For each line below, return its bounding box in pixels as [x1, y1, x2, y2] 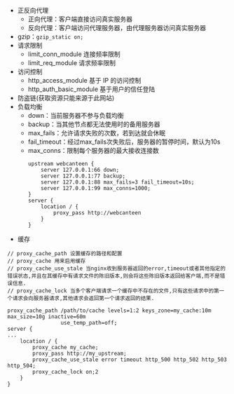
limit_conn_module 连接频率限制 [27, 50, 121, 58]
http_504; [7, 362, 36, 369]
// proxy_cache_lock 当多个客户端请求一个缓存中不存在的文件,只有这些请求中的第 [7, 287, 219, 294]
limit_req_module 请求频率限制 [27, 59, 116, 67]
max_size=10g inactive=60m [7, 313, 86, 320]
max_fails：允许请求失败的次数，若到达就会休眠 [27, 129, 166, 137]
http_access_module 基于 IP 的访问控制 [27, 76, 142, 84]
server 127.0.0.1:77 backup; [41, 172, 126, 179]
